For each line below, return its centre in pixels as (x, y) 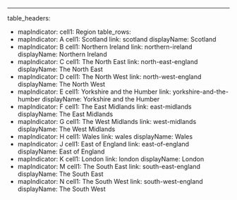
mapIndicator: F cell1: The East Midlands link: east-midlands (104, 107)
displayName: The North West (61, 84)
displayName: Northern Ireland (62, 54)
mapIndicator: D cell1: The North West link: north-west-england (109, 77)
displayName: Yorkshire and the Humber (101, 99)
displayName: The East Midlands (65, 114)
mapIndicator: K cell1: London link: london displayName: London (111, 159)
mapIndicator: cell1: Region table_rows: (74, 32)
